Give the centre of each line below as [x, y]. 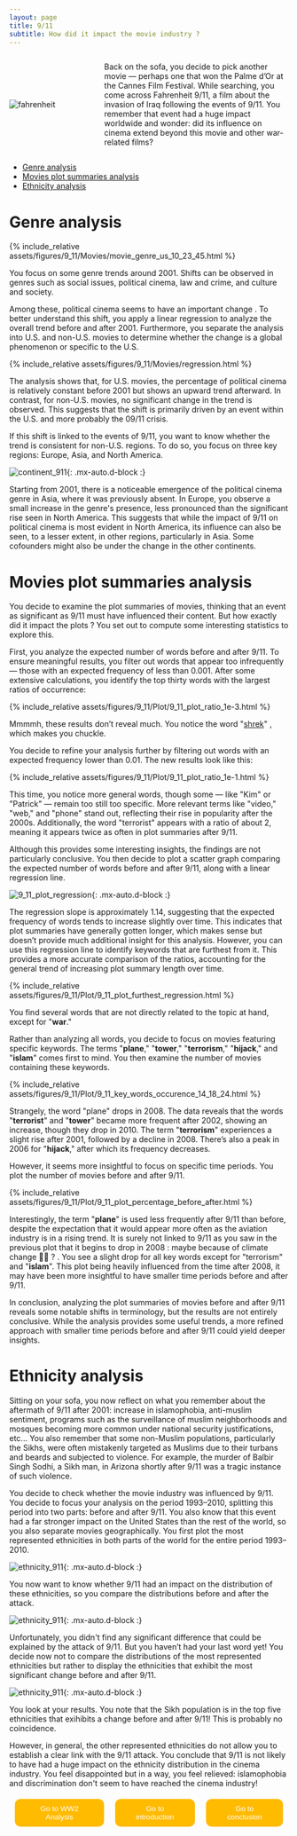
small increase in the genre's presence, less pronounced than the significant [148, 508]
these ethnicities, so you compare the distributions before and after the [139, 1594]
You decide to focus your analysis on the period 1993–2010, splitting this [141, 1503]
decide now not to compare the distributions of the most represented [135, 1657]
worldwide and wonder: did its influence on [183, 123]
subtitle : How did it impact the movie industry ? [105, 34]
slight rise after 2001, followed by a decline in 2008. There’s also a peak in [144, 1139]
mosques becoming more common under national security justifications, [141, 1429]
